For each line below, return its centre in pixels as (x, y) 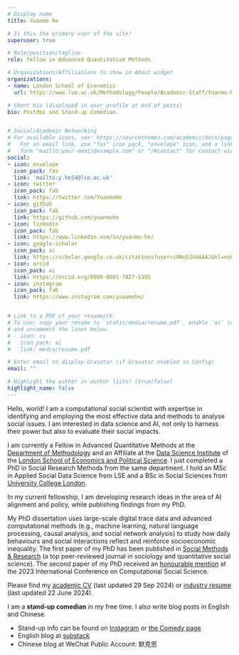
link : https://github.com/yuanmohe (67, 217)
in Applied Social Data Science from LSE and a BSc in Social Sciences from (117, 475)
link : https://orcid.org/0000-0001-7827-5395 (83, 277)
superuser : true (31, 40)
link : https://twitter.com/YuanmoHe (68, 198)
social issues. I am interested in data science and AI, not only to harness (113, 423)
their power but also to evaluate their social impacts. (84, 431)
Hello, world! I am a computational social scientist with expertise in (105, 408)
